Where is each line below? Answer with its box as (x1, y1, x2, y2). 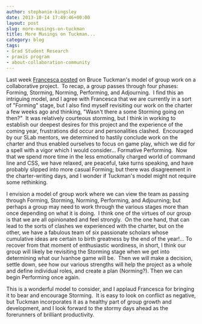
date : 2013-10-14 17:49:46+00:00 (6, 14, 90, 21)
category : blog (6, 37, 45, 43)
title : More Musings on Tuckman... (6, 31, 96, 37)
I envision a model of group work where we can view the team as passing (6, 190, 189, 197)
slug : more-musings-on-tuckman (6, 25, 85, 32)
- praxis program (6, 54, 50, 60)
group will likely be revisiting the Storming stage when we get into (6, 248, 170, 255)
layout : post (6, 20, 39, 26)
